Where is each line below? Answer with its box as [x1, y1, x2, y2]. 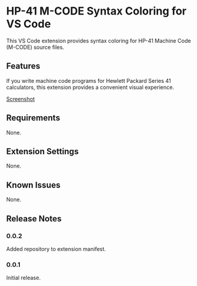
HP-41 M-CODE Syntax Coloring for [6, 4, 187, 18]
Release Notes [6, 213, 62, 224]
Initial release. [6, 274, 41, 282]
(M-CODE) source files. [6, 44, 64, 51]
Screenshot [6, 95, 35, 102]
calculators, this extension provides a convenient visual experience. [6, 83, 175, 91]
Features [6, 61, 40, 71]
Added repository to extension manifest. [6, 245, 107, 252]
